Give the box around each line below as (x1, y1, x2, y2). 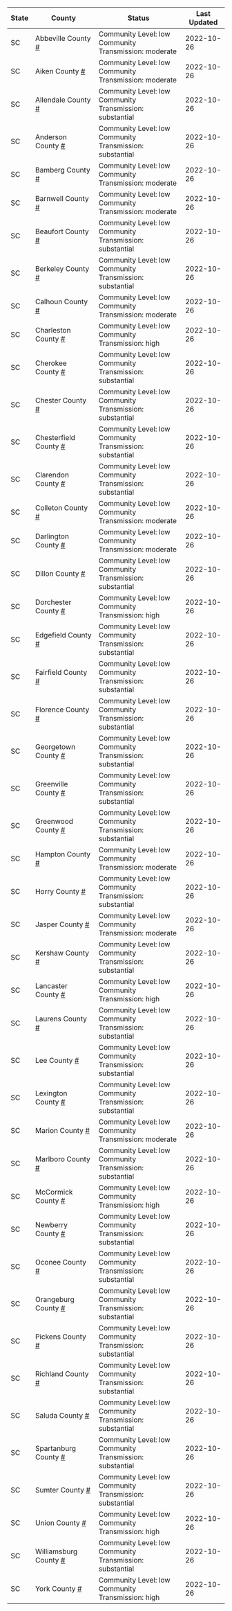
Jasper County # (35, 919, 90, 929)
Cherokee (35, 358, 67, 368)
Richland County (35, 1369, 89, 1378)
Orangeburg (35, 1295, 75, 1304)
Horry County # (35, 887, 86, 896)
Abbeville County (35, 34, 91, 43)
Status (127, 13, 150, 23)
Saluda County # (35, 1411, 90, 1420)
